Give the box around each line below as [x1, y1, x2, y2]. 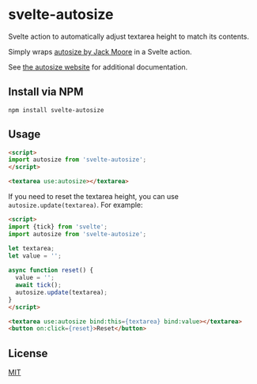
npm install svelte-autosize [8, 106, 104, 114]
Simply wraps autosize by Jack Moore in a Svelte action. [8, 47, 192, 56]
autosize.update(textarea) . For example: [8, 200, 144, 210]
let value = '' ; [8, 251, 62, 260]
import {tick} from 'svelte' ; [8, 223, 108, 231]
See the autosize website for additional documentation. [8, 62, 188, 72]
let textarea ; [8, 244, 55, 252]
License [8, 346, 48, 360]
